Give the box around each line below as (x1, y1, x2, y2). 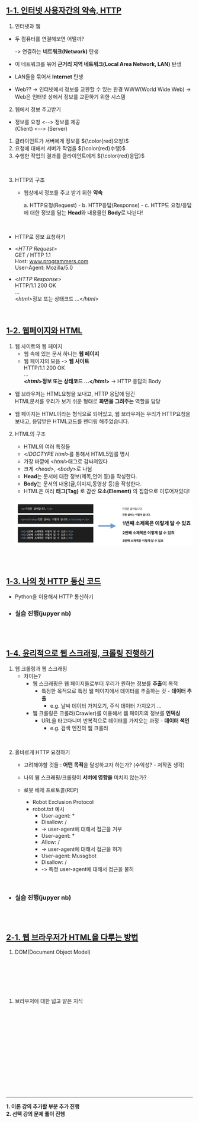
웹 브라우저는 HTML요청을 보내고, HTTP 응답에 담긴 (14, 390, 135, 397)
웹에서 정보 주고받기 (14, 106, 61, 113)
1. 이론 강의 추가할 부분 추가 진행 (6, 1103, 80, 1110)
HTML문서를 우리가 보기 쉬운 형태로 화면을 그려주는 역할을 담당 (14, 398, 161, 405)
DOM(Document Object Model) (14, 948, 91, 955)
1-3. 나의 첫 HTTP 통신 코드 (6, 576, 101, 586)
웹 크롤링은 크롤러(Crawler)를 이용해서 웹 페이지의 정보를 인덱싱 (32, 709, 181, 717)
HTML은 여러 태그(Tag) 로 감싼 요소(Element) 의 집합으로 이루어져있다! (23, 487, 190, 494)
